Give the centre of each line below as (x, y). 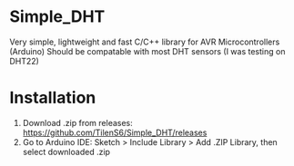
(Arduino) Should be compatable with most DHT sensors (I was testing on (147, 51)
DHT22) (24, 61)
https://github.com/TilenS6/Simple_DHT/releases (115, 132)
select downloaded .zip (66, 151)
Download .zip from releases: (78, 122)
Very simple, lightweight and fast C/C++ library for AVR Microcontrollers (145, 42)
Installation (53, 98)
